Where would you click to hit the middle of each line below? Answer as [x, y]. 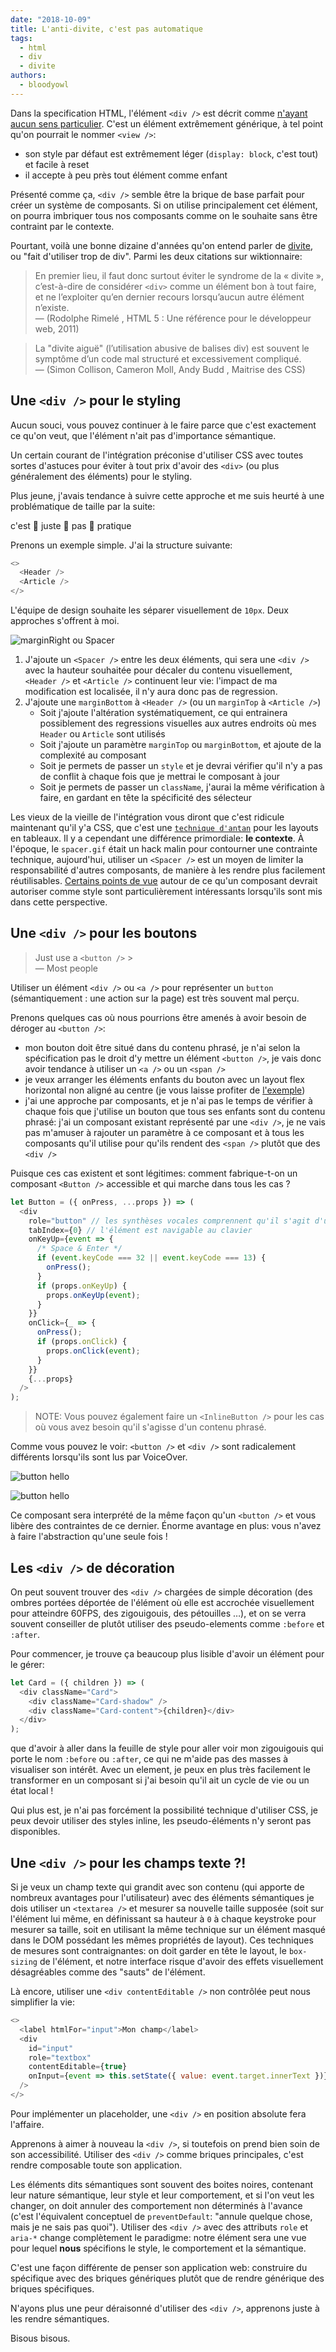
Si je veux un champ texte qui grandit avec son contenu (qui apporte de [157, 1887]
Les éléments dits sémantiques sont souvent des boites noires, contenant [161, 2184]
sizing [24, 1962]
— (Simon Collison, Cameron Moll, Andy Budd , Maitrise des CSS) [170, 369]
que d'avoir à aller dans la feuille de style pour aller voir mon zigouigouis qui [167, 1748]
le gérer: [27, 1664]
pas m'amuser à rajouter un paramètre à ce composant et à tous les [164, 1132]
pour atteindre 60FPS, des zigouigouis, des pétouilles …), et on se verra [158, 1613]
